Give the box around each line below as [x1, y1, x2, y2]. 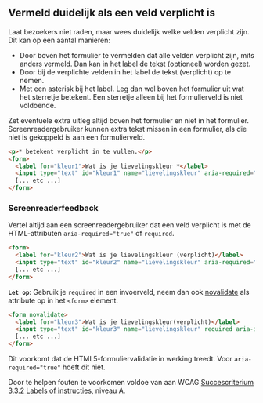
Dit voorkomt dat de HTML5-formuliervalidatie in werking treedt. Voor [8, 354, 232, 364]
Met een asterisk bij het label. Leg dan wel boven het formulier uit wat [19, 84, 244, 93]
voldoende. [19, 100, 56, 110]
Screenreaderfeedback [8, 202, 99, 213]
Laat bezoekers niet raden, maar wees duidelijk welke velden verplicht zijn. [8, 27, 250, 36]
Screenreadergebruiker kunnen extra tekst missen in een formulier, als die [8, 124, 247, 133]
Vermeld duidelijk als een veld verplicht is [8, 6, 216, 20]
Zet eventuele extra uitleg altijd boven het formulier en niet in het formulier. [8, 115, 249, 125]
